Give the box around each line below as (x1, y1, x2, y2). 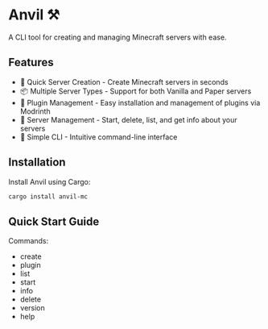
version (19, 303, 46, 313)
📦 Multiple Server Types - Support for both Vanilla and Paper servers (19, 86, 252, 96)
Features (8, 56, 54, 69)
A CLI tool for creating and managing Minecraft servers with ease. (8, 32, 227, 42)
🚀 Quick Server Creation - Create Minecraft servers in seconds (19, 77, 229, 86)
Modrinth (19, 106, 51, 116)
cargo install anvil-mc (8, 192, 89, 201)
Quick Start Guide (8, 214, 100, 228)
